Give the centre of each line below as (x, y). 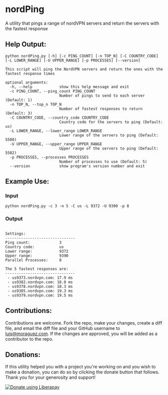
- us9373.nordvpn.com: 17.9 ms (40, 278)
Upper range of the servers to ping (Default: (109, 148)
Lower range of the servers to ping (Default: (109, 135)
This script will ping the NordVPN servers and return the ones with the (84, 69)
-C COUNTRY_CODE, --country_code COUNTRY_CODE (59, 117)
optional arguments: (27, 82)
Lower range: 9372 (37, 251)
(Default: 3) (19, 113)
